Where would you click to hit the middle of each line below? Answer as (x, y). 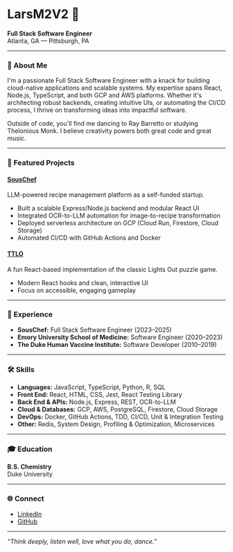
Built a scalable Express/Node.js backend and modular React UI (108, 209)
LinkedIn (29, 514)
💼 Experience (30, 314)
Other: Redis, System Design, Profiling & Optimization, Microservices (116, 424)
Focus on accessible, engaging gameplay (77, 290)
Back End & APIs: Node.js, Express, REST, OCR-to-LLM (96, 402)
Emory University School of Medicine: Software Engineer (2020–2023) (120, 337)
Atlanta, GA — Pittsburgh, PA (48, 40)
